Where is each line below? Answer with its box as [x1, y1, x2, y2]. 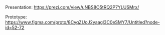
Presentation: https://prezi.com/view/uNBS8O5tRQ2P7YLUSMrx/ [5, 4, 139, 10]
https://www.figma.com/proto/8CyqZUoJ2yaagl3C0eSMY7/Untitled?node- [5, 19, 160, 25]
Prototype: [5, 14, 27, 19]
